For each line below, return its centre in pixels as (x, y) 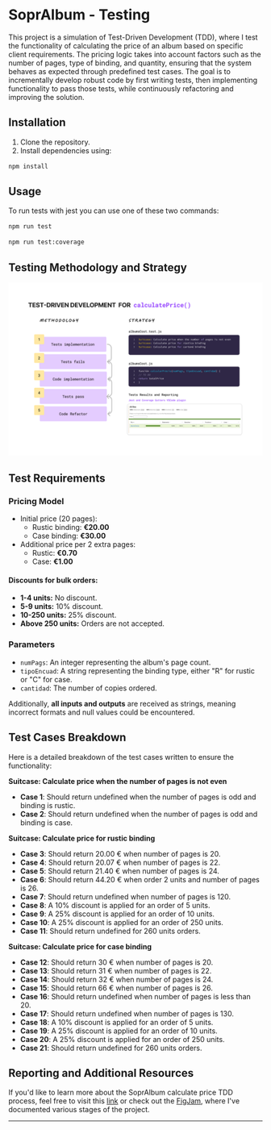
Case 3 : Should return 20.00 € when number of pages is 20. (120, 853)
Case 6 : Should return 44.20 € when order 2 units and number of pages (140, 879)
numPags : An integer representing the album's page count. (115, 662)
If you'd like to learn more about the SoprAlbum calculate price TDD (121, 1092)
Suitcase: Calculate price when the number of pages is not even (118, 781)
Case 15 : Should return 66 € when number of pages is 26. (117, 988)
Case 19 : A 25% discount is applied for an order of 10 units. (119, 1031)
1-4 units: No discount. (58, 598)
